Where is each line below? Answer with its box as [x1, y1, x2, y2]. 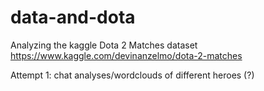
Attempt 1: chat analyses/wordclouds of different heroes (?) [10, 69, 255, 81]
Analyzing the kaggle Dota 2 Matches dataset [10, 39, 198, 51]
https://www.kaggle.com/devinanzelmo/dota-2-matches [10, 49, 243, 61]
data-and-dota [10, 6, 136, 29]
